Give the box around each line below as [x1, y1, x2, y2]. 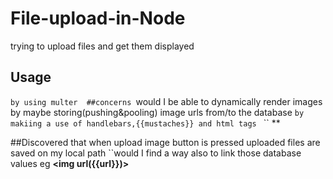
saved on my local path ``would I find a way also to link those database [10, 147, 302, 159]
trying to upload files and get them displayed [10, 40, 195, 52]
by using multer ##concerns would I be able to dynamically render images [10, 95, 323, 107]
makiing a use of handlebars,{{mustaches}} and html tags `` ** [10, 117, 281, 129]
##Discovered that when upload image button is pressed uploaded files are [10, 136, 321, 148]
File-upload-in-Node [10, 7, 186, 30]
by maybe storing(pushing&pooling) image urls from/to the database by [10, 106, 305, 118]
